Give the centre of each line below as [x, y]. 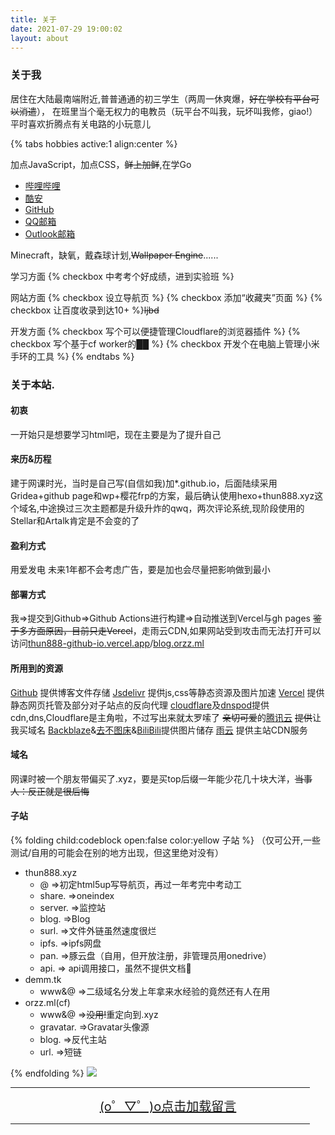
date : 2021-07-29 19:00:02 [66, 29]
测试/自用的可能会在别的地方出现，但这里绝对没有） [117, 853]
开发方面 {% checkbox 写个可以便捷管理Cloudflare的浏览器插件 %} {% [155, 331]
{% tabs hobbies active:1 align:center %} [94, 143]
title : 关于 [33, 19]
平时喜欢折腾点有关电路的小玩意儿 [80, 123]
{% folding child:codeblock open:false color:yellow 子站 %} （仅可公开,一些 [166, 840]
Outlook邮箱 [50, 233]
